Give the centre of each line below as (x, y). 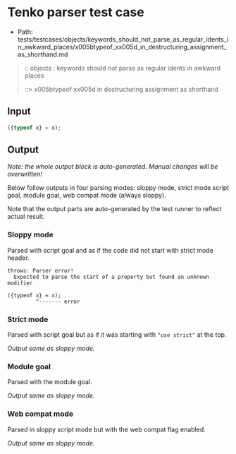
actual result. (26, 217)
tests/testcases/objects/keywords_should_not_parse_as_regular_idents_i (123, 39)
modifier (20, 283)
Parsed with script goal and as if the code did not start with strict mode (110, 250)
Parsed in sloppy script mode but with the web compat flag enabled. (106, 429)
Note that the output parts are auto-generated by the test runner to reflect (114, 209)
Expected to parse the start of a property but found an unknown (112, 277)
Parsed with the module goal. (50, 382)
